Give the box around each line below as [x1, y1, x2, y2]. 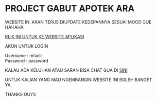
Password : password [5, 58, 49, 63]
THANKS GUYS [5, 91, 36, 97]
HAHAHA [5, 24, 24, 30]
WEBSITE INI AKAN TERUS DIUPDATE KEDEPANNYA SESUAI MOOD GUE [5, 19, 152, 25]
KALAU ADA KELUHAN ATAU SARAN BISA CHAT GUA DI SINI [5, 67, 128, 73]
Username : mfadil [5, 52, 42, 59]
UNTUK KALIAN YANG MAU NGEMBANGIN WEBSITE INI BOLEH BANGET [5, 77, 152, 82]
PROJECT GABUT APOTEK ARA [5, 3, 135, 14]
